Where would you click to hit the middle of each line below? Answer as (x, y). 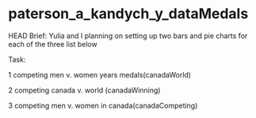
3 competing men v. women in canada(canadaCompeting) (103, 105)
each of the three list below (53, 44)
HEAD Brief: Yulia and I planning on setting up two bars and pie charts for (128, 36)
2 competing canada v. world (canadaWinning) (84, 90)
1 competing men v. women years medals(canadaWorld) (100, 74)
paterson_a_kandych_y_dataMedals (128, 14)
